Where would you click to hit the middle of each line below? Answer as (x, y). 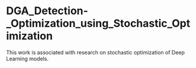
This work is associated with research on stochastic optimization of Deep (96, 52)
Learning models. (28, 59)
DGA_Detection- (47, 11)
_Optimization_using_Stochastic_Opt (98, 23)
